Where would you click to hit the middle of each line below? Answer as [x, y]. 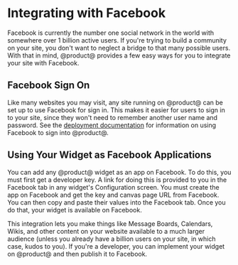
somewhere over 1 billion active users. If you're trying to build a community [117, 40]
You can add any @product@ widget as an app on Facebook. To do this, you [119, 172]
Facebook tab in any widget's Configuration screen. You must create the [113, 187]
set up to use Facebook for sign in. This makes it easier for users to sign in [116, 110]
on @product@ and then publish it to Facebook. [77, 254]
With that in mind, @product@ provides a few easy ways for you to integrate [119, 55]
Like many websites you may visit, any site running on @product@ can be [115, 102]
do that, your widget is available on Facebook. [75, 210]
